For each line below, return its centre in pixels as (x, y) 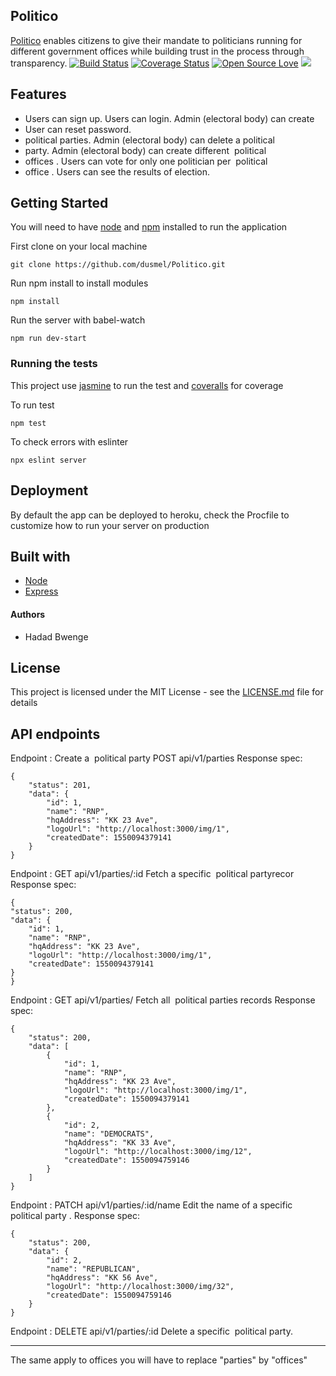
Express (41, 591)
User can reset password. (78, 129)
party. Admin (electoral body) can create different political (145, 150)
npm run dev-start (48, 339)
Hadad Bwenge (56, 636)
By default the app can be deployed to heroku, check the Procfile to (150, 515)
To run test (32, 405)
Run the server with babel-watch (78, 320)
